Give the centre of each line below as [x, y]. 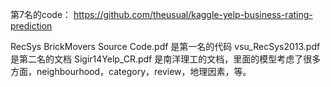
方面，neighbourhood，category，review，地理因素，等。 [131, 71]
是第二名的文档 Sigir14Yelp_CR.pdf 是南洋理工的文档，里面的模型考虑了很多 [166, 59]
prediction [31, 26]
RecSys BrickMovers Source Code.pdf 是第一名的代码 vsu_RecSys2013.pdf [165, 46]
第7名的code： [41, 14]
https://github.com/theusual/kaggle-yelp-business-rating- [193, 14]
